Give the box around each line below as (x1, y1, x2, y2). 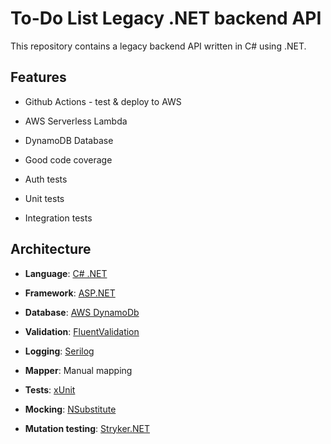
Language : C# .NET (24, 267, 108, 279)
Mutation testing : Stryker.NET (24, 422, 151, 434)
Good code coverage (24, 153, 113, 166)
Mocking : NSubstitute (24, 403, 117, 415)
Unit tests (24, 192, 65, 204)
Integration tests (24, 212, 93, 224)
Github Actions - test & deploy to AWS (24, 95, 182, 107)
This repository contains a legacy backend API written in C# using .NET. (10, 40, 307, 52)
